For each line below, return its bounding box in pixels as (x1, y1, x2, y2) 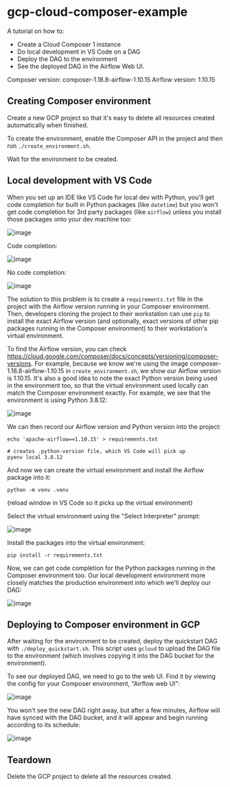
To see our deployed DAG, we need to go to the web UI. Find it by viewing (7, 672, 216, 680)
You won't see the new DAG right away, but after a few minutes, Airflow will (7, 706, 220, 715)
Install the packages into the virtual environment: (7, 538, 146, 546)
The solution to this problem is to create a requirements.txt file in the (7, 295, 204, 303)
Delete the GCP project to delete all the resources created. (7, 773, 173, 781)
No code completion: (7, 268, 67, 276)
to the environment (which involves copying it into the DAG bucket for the (7, 652, 215, 660)
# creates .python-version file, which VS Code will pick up (7, 447, 186, 454)
